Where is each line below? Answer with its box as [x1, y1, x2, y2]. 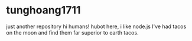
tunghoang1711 [6, 4, 81, 17]
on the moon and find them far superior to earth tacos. [6, 29, 139, 36]
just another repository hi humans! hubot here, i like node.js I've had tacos [6, 23, 187, 30]
